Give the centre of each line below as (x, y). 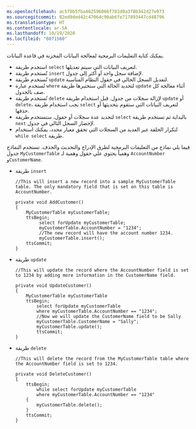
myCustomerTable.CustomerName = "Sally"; (88, 321)
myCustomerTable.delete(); (70, 405)
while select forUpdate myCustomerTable (87, 390)
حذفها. (22, 110)
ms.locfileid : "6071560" (37, 39)
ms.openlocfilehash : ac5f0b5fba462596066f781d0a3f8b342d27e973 (86, 11)
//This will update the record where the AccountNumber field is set (102, 270)
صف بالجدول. (30, 92)
